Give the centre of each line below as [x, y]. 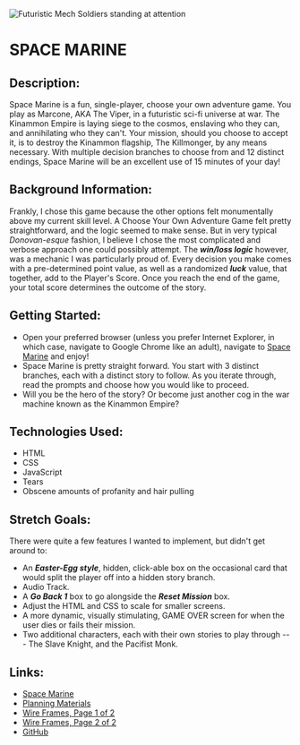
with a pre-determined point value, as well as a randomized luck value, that [148, 268]
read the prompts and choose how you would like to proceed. [136, 384]
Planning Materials [56, 704]
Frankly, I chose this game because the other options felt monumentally [141, 211]
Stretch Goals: [50, 519]
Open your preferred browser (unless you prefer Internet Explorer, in [148, 337]
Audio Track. [46, 587]
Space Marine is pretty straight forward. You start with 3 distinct [141, 365]
